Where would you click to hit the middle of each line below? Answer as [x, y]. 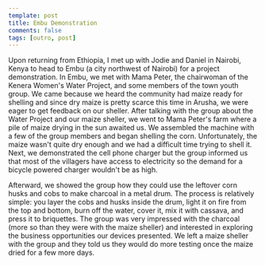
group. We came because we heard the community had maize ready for [126, 94]
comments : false [35, 30]
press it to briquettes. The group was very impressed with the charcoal [124, 219]
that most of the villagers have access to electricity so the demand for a [126, 161]
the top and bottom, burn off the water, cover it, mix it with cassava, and [126, 210]
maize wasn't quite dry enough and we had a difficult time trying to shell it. [130, 144]
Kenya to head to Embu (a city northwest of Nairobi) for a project [114, 69]
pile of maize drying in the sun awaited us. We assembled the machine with [131, 128]
